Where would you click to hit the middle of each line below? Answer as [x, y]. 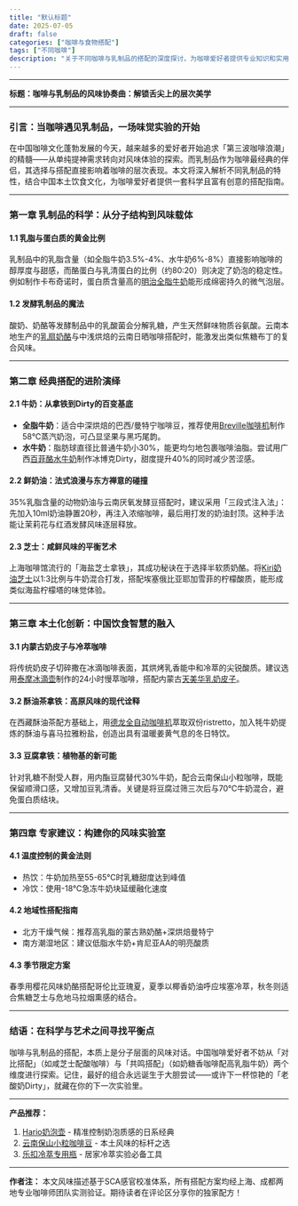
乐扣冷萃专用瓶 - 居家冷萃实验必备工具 [92, 1154]
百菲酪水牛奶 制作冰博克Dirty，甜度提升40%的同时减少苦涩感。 [145, 458]
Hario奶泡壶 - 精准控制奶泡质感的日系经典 [98, 1131]
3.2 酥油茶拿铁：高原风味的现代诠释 [74, 701]
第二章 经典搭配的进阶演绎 [65, 381]
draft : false [33, 34]
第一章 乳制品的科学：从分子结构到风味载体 [101, 215]
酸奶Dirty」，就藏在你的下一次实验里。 [78, 1085]
